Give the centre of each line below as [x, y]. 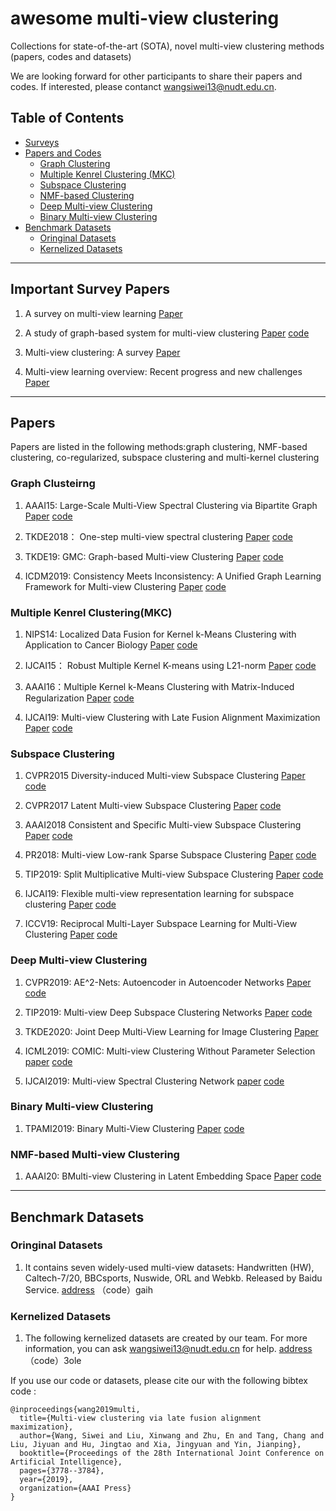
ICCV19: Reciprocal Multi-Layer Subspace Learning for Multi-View [161, 924]
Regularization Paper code [79, 698]
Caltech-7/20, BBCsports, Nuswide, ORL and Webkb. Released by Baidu [173, 1278]
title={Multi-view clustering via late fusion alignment [140, 1418]
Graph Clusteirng [53, 484]
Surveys [42, 142]
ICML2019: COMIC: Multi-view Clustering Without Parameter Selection [170, 1051]
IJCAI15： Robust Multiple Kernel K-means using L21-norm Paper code [170, 665]
